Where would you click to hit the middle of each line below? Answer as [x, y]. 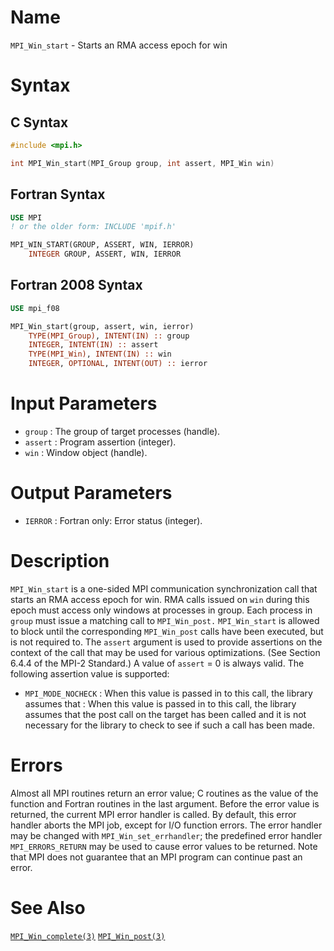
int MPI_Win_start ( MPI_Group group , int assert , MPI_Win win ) [142, 163]
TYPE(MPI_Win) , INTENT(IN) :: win [100, 354]
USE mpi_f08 [35, 308]
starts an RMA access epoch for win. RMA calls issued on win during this [160, 599]
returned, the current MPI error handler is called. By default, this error [153, 814]
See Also [48, 908]
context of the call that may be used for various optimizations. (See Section [165, 652]
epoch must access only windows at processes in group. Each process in [161, 610]
